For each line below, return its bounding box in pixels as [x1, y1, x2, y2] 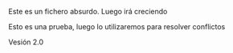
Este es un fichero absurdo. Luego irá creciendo [8, 7, 168, 16]
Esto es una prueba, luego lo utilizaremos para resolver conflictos [8, 22, 226, 31]
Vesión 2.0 [8, 37, 44, 47]
